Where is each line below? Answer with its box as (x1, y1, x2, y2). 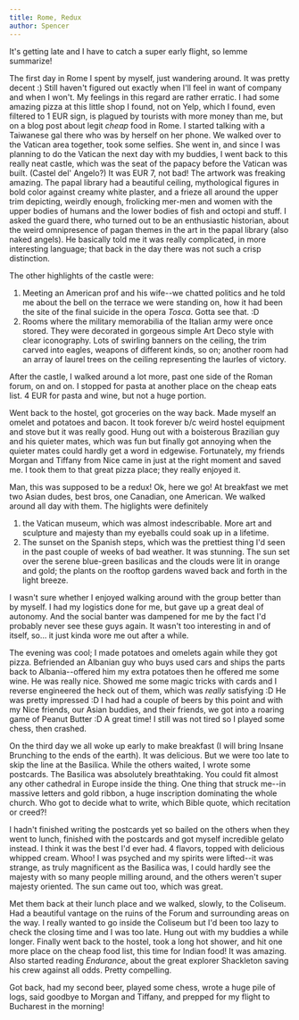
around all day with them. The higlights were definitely (9, 501, 209, 511)
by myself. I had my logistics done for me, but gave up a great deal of (9, 601, 264, 612)
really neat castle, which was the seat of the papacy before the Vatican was (9, 158, 288, 169)
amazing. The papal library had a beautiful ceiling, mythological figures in (9, 177, 279, 187)
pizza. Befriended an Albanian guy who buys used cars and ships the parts (9, 657, 286, 668)
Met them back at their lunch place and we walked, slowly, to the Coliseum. (9, 898, 287, 908)
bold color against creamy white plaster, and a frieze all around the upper (9, 187, 278, 197)
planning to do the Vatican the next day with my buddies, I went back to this (9, 148, 288, 159)
